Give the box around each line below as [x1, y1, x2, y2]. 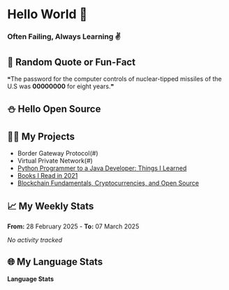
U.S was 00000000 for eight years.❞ [7, 82, 114, 90]
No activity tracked [7, 235, 63, 244]
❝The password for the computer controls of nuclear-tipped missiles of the [7, 74, 222, 83]
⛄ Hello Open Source [7, 103, 101, 115]
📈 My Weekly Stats [7, 200, 94, 212]
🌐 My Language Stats [7, 256, 103, 268]
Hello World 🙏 [7, 6, 88, 22]
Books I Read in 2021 [17, 172, 78, 180]
